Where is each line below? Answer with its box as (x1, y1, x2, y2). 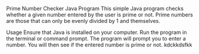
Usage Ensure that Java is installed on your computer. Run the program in (6, 29, 187, 36)
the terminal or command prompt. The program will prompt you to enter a (6, 35, 186, 42)
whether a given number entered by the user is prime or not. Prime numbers (6, 11, 194, 18)
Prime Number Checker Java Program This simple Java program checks (6, 5, 184, 12)
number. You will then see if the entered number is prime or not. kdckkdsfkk (6, 41, 192, 48)
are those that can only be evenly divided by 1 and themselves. (6, 18, 161, 24)
